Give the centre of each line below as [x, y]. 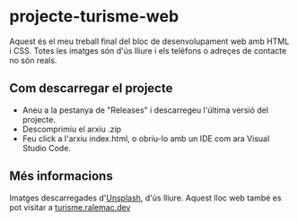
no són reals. [33, 60]
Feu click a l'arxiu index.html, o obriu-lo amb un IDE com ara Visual [146, 138]
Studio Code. [47, 148]
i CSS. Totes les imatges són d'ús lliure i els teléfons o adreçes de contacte [148, 50]
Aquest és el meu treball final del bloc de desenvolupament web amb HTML [149, 41]
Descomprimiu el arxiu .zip [72, 129]
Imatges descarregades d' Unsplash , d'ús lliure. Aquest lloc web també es [145, 198]
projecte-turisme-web [94, 17]
